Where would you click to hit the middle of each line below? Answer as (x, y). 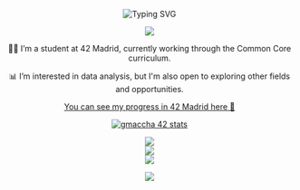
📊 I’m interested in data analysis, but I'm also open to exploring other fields (150, 76)
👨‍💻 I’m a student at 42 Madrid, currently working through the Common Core (150, 48)
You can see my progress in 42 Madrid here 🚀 (150, 107)
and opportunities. (150, 89)
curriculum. (150, 58)
